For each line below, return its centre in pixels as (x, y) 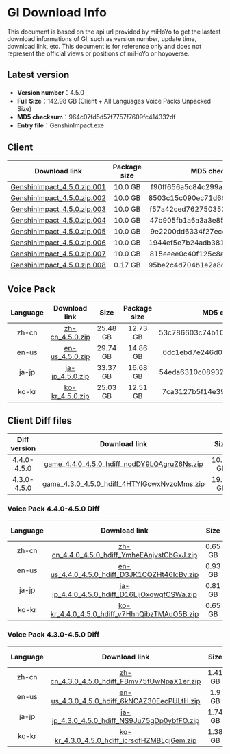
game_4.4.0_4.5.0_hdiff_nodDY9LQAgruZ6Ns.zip (124, 464)
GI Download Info (57, 13)
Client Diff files (40, 421)
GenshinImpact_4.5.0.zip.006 (58, 243)
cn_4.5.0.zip (70, 337)
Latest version (38, 75)
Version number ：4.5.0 (50, 92)
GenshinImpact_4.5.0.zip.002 (58, 198)
